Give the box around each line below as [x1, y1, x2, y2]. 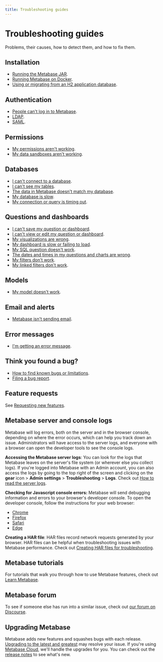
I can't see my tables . [12, 183, 55, 189]
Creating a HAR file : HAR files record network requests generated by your [5, 534, 154, 540]
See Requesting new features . [5, 402, 66, 408]
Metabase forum [5, 591, 57, 599]
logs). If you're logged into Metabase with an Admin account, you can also [5, 464, 154, 470]
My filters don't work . [12, 257, 55, 263]
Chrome [12, 509, 29, 515]
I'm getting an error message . [12, 343, 72, 349]
